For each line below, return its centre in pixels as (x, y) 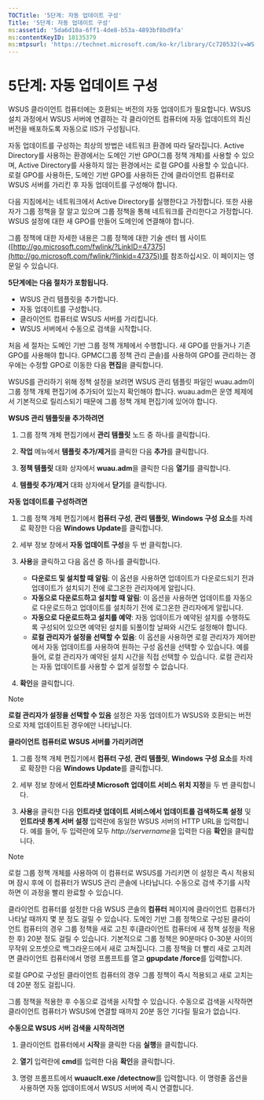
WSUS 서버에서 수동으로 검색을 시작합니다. (85, 329)
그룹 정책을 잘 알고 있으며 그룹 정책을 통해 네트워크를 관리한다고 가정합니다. (138, 211)
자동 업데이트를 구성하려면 (48, 502)
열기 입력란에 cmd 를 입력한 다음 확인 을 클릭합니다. (97, 1061)
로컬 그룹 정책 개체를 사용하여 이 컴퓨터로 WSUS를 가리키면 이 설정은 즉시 (121, 873)
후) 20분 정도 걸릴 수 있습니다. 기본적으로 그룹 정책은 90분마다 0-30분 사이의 (134, 939)
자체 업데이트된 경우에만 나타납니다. (77, 725)
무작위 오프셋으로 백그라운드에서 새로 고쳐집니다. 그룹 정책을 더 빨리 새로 (119, 948)
